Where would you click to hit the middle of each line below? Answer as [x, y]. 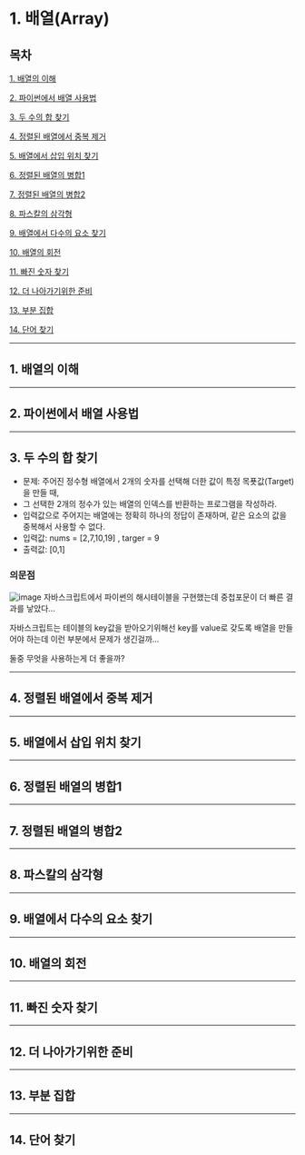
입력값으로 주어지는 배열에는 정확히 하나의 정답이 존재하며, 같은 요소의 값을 [155, 515]
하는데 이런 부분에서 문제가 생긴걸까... [93, 639]
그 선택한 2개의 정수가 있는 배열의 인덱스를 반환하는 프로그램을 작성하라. [150, 504]
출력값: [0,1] [44, 550]
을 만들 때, [41, 493]
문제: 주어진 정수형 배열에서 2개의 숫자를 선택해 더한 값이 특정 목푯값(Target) [158, 482]
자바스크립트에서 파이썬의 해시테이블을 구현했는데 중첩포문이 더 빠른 [164, 597]
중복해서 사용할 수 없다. [64, 527]
